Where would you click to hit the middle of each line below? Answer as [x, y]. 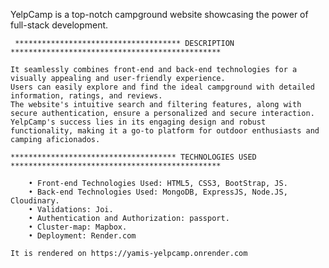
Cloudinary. [35, 201]
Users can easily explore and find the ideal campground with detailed [162, 87]
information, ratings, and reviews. [86, 96]
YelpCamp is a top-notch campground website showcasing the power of [159, 14]
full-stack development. [59, 25]
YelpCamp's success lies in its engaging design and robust [138, 122]
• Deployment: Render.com [82, 236]
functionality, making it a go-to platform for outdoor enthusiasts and [165, 131]
